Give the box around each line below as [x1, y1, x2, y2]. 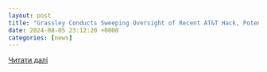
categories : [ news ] [8, 33, 73, 42]
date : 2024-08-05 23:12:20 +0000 [8, 26, 119, 34]
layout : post [8, 11, 52, 20]
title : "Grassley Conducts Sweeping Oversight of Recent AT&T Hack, [8, 19, 240, 27]
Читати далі [8, 55, 48, 65]
